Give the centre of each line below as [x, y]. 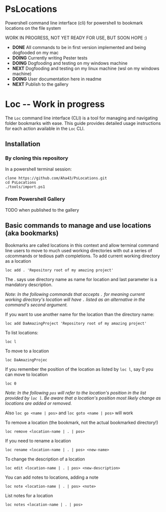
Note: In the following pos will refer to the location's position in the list [76, 393]
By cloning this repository [37, 158]
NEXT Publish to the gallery [40, 84]
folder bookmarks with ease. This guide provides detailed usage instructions [83, 123]
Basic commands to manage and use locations [78, 226]
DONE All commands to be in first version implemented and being [79, 47]
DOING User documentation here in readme [57, 79]
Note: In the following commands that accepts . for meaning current [75, 294]
